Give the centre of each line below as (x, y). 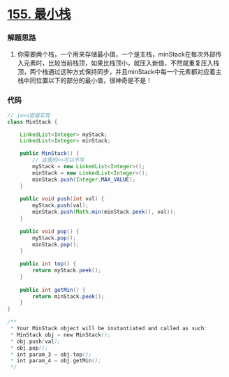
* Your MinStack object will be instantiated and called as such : (109, 329)
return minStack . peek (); (68, 296)
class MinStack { (32, 122)
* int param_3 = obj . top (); (51, 354)
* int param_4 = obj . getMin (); (56, 361)
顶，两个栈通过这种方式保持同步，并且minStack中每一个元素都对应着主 (119, 72)
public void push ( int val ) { (62, 199)
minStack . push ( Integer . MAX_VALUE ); (84, 179)
